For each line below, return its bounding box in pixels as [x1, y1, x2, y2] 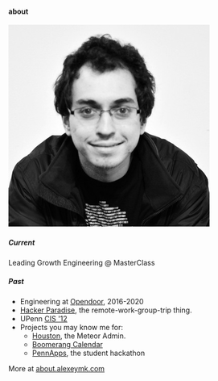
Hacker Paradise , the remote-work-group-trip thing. [19, 305, 192, 315]
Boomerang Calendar [31, 340, 103, 350]
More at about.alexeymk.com [8, 364, 105, 374]
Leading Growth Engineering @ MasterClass [8, 258, 155, 268]
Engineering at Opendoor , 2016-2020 [19, 297, 144, 307]
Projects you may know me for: [19, 323, 123, 333]
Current [8, 237, 35, 247]
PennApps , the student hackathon [31, 348, 146, 358]
